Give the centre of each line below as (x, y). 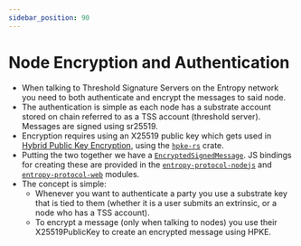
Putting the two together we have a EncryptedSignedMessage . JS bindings (157, 155)
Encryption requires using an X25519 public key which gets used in (146, 136)
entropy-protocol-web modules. (80, 174)
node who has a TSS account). (92, 213)
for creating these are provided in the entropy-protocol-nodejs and (146, 165)
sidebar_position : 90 (49, 18)
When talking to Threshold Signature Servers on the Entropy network (150, 88)
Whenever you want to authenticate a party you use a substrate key (161, 193)
